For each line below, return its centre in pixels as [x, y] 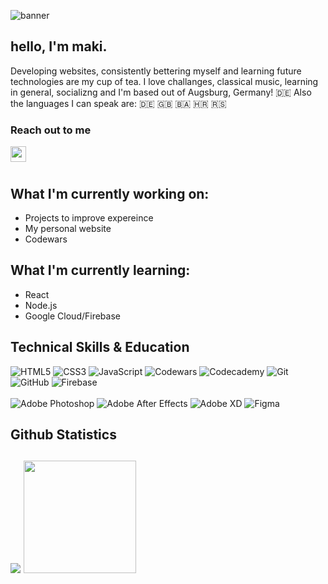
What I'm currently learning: [100, 270]
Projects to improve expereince [89, 217]
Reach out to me [51, 130]
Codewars [46, 239]
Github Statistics [63, 434]
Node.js [41, 305]
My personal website [68, 228]
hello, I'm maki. [59, 46]
